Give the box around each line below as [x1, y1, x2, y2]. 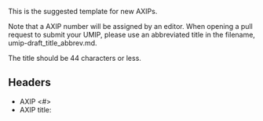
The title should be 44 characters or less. [8, 54, 141, 62]
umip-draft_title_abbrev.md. [8, 38, 97, 48]
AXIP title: [19, 105, 52, 114]
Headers [8, 76, 51, 89]
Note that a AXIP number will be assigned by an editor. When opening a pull [8, 22, 253, 30]
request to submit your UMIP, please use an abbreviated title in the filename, [8, 30, 255, 39]
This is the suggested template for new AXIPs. [8, 7, 158, 16]
